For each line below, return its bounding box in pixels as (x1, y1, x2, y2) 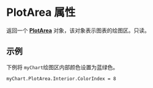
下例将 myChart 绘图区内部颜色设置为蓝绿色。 (6, 63, 119, 70)
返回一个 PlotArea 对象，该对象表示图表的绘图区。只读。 (6, 27, 150, 34)
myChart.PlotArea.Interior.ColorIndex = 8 (6, 75, 116, 82)
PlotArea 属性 (6, 5, 76, 19)
